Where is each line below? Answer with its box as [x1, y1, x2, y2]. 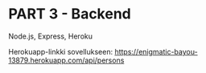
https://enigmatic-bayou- [114, 47, 199, 56]
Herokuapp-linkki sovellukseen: [8, 47, 113, 56]
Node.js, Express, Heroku [8, 31, 93, 41]
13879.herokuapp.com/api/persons [8, 55, 125, 65]
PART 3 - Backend [8, 5, 131, 23]
